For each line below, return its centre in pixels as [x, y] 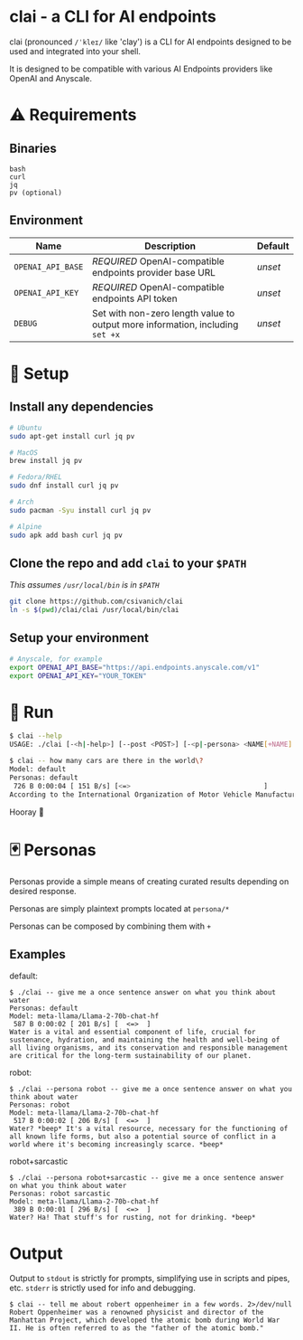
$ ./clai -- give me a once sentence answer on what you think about [143, 993]
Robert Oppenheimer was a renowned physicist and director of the [137, 1313]
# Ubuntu [26, 428]
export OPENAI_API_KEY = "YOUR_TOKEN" [78, 675]
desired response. [43, 891]
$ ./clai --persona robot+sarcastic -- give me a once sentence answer [147, 1178]
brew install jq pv [46, 461]
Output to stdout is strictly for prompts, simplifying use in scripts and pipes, [150, 1279]
